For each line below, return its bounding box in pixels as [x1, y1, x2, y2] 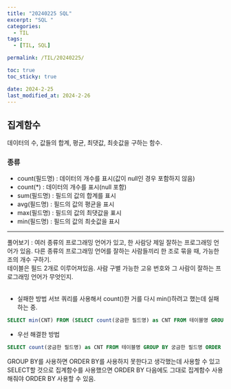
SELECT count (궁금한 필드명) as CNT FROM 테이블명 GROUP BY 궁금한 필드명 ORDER [7, 344, 221, 351]
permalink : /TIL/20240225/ [7, 54, 85, 62]
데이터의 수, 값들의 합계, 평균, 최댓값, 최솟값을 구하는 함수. [7, 139, 163, 147]
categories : [7, 23, 41, 30]
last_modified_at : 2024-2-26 [7, 92, 91, 99]
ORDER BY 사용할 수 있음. [25, 375, 96, 383]
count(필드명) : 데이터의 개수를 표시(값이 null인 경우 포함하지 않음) [16, 175, 195, 183]
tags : [7, 36, 23, 43]
